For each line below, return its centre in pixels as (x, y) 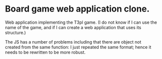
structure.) (15, 32)
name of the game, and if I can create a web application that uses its (73, 27)
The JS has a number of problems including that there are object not (73, 42)
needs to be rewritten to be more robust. (45, 52)
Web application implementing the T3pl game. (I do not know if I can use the (81, 22)
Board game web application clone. (77, 9)
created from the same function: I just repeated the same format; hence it (78, 47)
